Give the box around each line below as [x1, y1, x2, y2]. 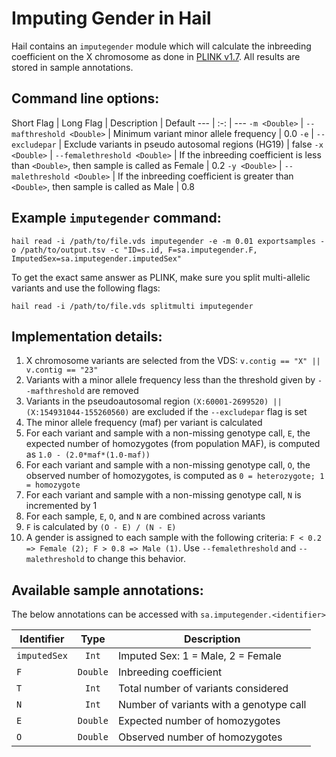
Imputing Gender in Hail [11, 7, 212, 30]
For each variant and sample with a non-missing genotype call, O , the [25, 459, 311, 471]
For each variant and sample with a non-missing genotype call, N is [25, 489, 302, 501]
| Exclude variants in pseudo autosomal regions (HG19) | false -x [58, 138, 324, 150]
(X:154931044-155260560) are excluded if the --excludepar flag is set [25, 406, 308, 418]
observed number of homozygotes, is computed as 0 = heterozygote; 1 [25, 470, 325, 482]
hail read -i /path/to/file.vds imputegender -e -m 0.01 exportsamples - [11, 236, 326, 246]
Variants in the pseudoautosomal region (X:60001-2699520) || [25, 395, 283, 407]
